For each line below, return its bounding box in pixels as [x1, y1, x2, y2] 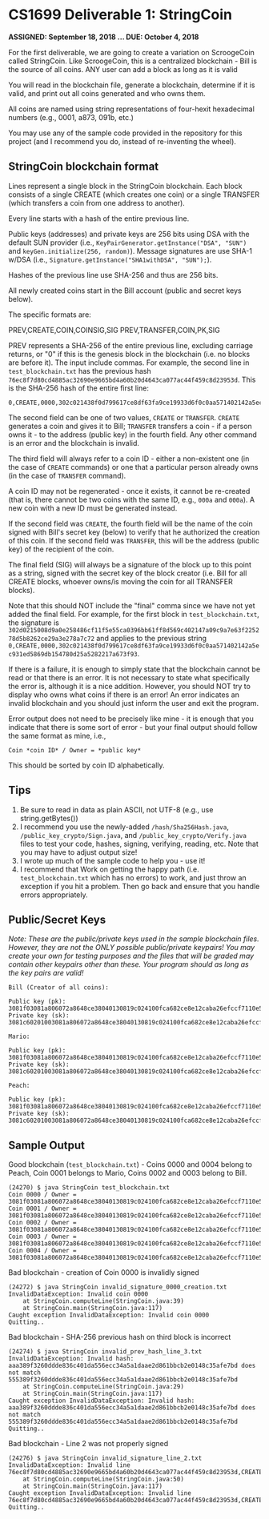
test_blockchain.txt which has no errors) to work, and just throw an [19, 872, 247, 882]
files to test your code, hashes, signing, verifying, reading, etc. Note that [19, 839, 259, 848]
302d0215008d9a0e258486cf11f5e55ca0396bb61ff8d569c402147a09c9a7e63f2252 [8, 626, 260, 634]
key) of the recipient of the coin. [8, 544, 114, 554]
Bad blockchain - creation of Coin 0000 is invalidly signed [8, 1268, 199, 1277]
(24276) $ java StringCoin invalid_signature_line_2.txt [8, 1454, 203, 1462]
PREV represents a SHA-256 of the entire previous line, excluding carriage [8, 340, 254, 350]
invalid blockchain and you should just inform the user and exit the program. [8, 698, 259, 707]
